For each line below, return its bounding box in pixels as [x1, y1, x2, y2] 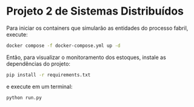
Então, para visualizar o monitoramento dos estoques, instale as [6, 53, 167, 61]
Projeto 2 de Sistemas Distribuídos [6, 4, 184, 18]
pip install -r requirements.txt [6, 72, 91, 78]
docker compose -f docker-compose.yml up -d [6, 43, 121, 49]
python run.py [6, 94, 42, 101]
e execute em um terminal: [6, 83, 73, 90]
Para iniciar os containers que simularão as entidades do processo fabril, [6, 24, 189, 32]
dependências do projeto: [6, 60, 71, 67]
